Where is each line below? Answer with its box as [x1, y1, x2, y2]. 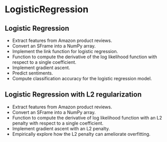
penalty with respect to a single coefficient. [12, 120, 104, 126]
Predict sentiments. [12, 70, 53, 76]
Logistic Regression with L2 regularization [5, 90, 142, 99]
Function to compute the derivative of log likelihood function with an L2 [12, 114, 162, 121]
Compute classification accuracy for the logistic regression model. [12, 76, 152, 81]
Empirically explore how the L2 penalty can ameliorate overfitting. [12, 131, 151, 137]
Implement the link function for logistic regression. [12, 49, 118, 54]
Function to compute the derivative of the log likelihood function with [12, 54, 157, 60]
